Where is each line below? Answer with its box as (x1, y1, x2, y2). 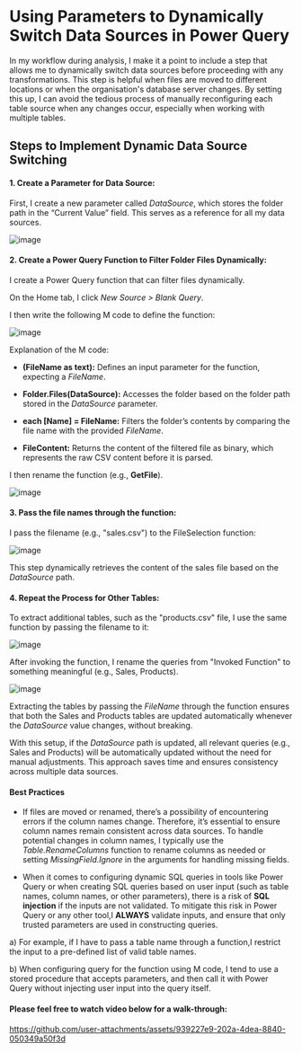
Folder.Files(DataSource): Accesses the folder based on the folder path (22, 388, 290, 399)
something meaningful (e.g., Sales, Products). (9, 667, 179, 677)
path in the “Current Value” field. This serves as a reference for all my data (9, 207, 285, 217)
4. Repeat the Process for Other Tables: (9, 592, 160, 603)
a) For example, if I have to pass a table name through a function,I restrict (9, 937, 281, 948)
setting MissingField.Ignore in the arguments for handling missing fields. (22, 854, 290, 865)
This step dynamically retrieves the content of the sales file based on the (9, 561, 279, 572)
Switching (9, 153, 67, 168)
